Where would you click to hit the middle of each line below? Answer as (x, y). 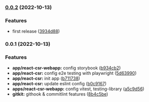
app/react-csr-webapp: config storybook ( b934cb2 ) (66, 68)
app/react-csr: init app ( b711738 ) (46, 78)
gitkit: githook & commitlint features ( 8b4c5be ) (60, 94)
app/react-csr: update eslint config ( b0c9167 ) (59, 84)
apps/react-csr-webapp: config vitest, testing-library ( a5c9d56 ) (78, 89)
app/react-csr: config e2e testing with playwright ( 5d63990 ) (74, 73)
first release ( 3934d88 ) (36, 32)
